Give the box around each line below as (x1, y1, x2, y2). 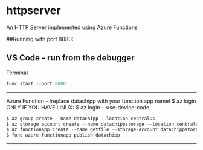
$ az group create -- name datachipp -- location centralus (6, 116, 155, 122)
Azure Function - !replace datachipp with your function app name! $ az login (6, 97, 196, 105)
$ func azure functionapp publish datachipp (6, 132, 120, 139)
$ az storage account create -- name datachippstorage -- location (6, 121, 174, 127)
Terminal (6, 69, 28, 76)
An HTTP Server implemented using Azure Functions (6, 24, 138, 31)
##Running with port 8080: (6, 35, 74, 42)
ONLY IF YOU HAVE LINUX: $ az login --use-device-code (6, 103, 150, 111)
